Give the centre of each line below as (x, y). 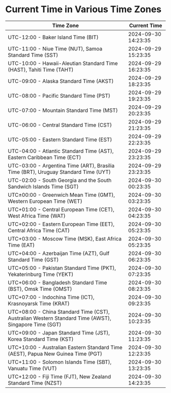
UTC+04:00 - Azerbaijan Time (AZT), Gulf (59, 253)
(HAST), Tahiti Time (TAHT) (41, 70)
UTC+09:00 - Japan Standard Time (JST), (59, 332)
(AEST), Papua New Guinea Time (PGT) (55, 353)
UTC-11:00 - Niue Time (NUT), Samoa (55, 48)
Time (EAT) (21, 245)
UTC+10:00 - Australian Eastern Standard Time (65, 347)
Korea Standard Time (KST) (41, 339)
